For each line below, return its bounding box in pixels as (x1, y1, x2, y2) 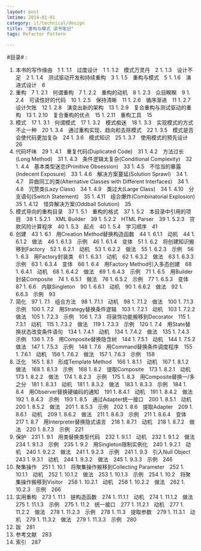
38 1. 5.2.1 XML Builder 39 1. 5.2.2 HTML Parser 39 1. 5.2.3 (26, 216, 185, 223)
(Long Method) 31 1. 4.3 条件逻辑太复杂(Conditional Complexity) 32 (15, 156, 193, 163)
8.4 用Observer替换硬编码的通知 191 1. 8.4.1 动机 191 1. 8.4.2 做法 (15, 388, 193, 395)
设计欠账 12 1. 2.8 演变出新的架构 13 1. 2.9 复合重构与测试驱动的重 (15, 104, 192, 111)
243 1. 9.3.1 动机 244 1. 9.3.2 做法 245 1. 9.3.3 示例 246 (15, 456, 173, 463)
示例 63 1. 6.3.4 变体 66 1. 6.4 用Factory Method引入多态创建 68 (15, 261, 192, 268)
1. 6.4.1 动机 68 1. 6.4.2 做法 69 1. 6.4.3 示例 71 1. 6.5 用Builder (15, 268, 193, 275)
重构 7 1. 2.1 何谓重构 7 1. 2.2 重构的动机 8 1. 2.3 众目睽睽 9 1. (15, 89, 191, 96)
